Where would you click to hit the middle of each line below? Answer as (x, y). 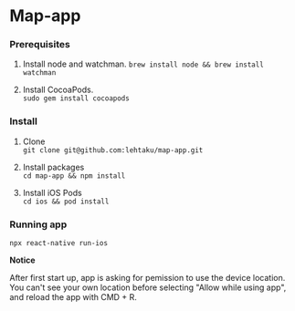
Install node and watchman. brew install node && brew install (143, 64)
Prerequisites (40, 45)
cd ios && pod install (66, 202)
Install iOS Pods (52, 192)
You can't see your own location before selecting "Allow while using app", (148, 287)
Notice (22, 260)
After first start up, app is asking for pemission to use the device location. (147, 278)
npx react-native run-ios (58, 244)
